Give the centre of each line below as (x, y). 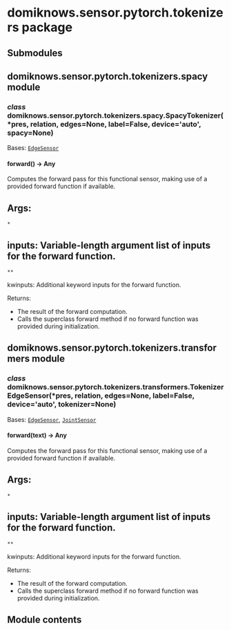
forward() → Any (31, 163)
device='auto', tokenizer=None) (62, 405)
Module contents (44, 620)
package (47, 27)
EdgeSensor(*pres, (40, 396)
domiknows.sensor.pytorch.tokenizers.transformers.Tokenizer (115, 387)
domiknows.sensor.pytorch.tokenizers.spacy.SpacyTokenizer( (115, 115)
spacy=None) (30, 133)
